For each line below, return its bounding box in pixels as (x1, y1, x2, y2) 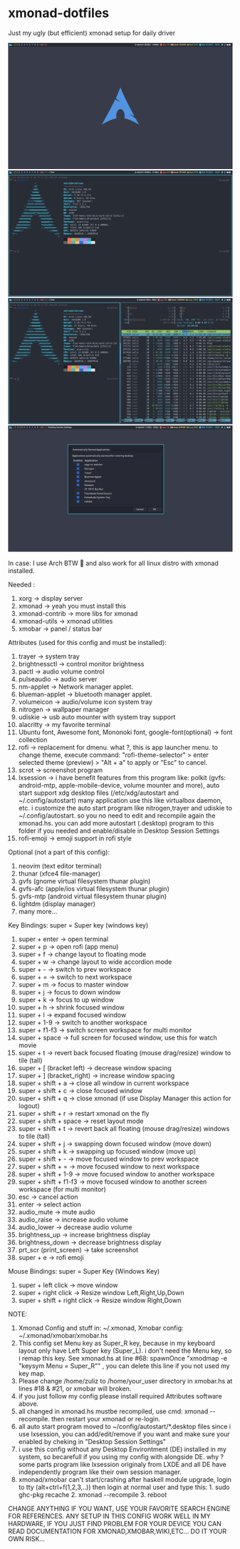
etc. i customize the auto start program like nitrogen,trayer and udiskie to (18, 803, 232, 812)
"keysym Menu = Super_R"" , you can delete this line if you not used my (18, 1361, 230, 1370)
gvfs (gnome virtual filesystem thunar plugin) (18, 876, 151, 885)
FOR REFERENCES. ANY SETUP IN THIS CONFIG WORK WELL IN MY (8, 1511, 211, 1520)
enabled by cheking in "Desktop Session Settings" (18, 1437, 167, 1446)
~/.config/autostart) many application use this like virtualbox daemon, (18, 796, 223, 804)
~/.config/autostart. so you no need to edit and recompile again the (18, 811, 216, 820)
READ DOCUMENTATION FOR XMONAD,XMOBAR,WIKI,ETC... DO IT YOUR (8, 1527, 227, 1535)
